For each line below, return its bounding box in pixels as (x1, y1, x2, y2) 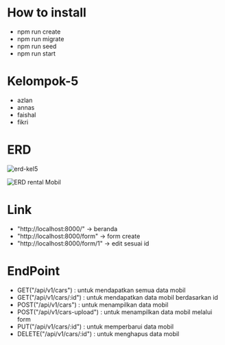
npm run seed (16, 42, 57, 50)
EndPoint (7, 263, 60, 278)
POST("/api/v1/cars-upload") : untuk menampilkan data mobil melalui (16, 307, 213, 316)
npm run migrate (16, 34, 64, 43)
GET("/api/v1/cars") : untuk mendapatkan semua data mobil (16, 286, 186, 294)
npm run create (16, 27, 61, 36)
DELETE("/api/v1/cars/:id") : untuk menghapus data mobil (16, 329, 180, 337)
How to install (7, 5, 87, 21)
